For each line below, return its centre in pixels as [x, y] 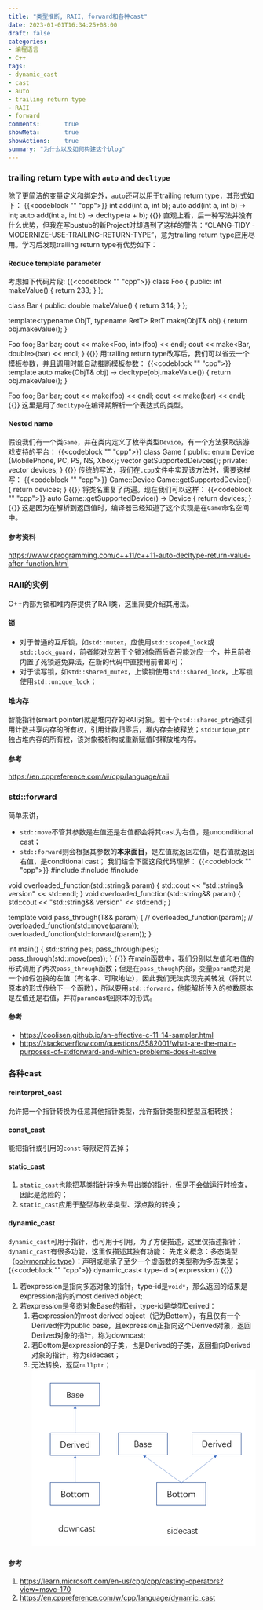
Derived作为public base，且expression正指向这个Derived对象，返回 [141, 1325]
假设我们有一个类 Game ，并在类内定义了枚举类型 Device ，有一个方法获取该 [126, 442]
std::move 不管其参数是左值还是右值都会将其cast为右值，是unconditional [136, 831]
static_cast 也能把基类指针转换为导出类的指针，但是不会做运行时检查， [135, 1185]
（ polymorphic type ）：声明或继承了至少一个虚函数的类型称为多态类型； [124, 1261]
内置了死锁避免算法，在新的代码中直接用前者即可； [102, 662]
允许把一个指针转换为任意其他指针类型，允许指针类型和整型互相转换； [122, 1112]
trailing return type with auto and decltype [89, 177]
